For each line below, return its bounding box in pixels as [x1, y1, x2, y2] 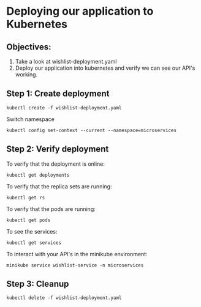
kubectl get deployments [6, 172, 70, 178]
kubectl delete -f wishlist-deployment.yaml [6, 295, 122, 301]
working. [15, 71, 38, 78]
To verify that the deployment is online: [6, 160, 105, 168]
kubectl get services [6, 240, 62, 246]
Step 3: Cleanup [6, 279, 69, 289]
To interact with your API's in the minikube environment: [6, 250, 148, 257]
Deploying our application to [6, 4, 154, 18]
